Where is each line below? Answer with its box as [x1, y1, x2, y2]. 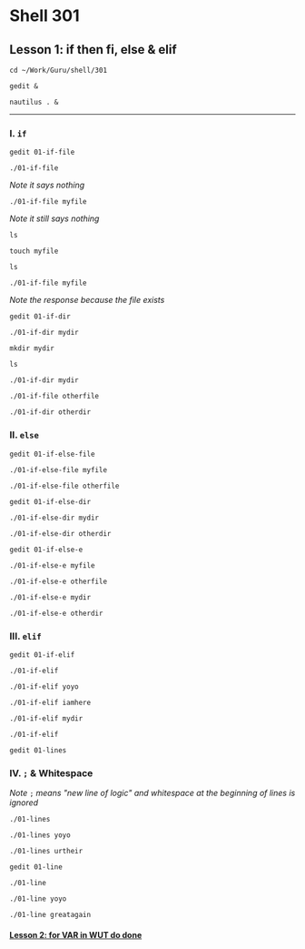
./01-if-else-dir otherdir [9, 529, 112, 538]
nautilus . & [9, 97, 59, 106]
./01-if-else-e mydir [9, 592, 92, 601]
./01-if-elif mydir [9, 713, 84, 723]
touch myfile [9, 247, 59, 256]
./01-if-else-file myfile [9, 465, 107, 474]
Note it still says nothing [9, 213, 100, 224]
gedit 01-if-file [9, 147, 75, 157]
